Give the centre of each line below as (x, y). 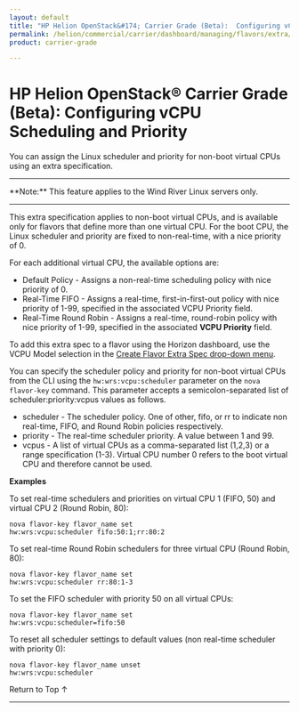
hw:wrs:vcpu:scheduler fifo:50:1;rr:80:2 (87, 532)
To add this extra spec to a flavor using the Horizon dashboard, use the (140, 344)
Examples (28, 481)
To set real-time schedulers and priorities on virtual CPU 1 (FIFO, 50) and (142, 498)
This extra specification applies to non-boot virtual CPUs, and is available (144, 217)
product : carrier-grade (53, 42)
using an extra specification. (61, 166)
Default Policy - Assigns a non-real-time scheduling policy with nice (146, 280)
